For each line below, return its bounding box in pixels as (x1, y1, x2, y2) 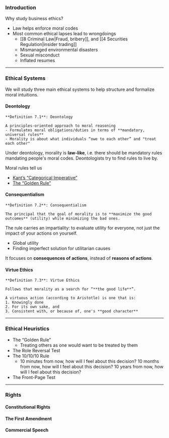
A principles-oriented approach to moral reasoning (5, 123, 116, 128)
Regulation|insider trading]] (20, 41, 77, 47)
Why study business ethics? (5, 16, 64, 22)
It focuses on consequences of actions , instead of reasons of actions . (5, 255, 153, 261)
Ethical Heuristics (5, 325, 49, 332)
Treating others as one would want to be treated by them (20, 342, 138, 348)
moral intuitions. (5, 91, 39, 97)
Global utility (12, 240, 39, 246)
